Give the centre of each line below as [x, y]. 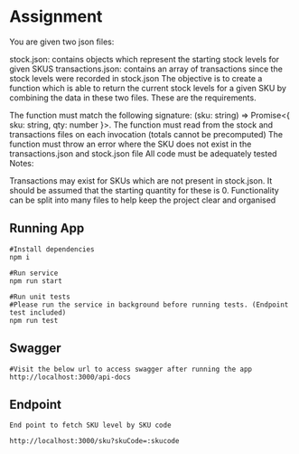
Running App [47, 228]
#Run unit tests [40, 297]
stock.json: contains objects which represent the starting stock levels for [145, 59]
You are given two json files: [62, 42]
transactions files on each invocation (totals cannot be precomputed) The [146, 134]
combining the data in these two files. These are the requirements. [133, 98]
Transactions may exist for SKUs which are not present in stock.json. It [141, 180]
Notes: [22, 163]
